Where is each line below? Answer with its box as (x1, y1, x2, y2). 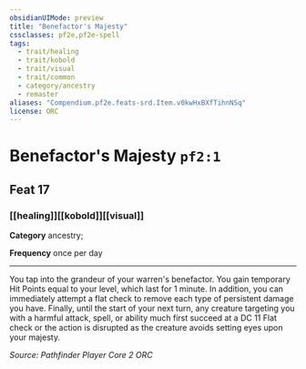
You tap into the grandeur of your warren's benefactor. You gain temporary (9, 274, 291, 285)
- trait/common (17, 73, 76, 82)
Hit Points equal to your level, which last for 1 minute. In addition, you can (9, 283, 284, 294)
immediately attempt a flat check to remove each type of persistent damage (9, 293, 294, 304)
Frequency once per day (9, 248, 103, 259)
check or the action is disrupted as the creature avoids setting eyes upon (9, 323, 284, 333)
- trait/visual (17, 65, 76, 74)
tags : (9, 38, 30, 48)
